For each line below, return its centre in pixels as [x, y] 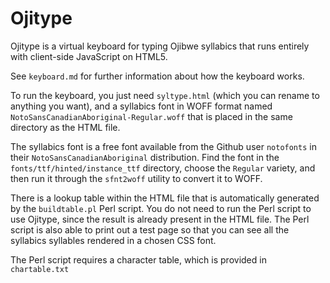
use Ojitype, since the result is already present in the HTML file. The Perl [160, 219]
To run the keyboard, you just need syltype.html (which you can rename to [165, 95]
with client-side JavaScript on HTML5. [89, 56]
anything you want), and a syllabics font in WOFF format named [141, 106]
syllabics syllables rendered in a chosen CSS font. [113, 240]
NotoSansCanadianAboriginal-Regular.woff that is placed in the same [151, 116]
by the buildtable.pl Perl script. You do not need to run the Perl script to [161, 208]
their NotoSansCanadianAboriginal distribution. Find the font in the [145, 157]
